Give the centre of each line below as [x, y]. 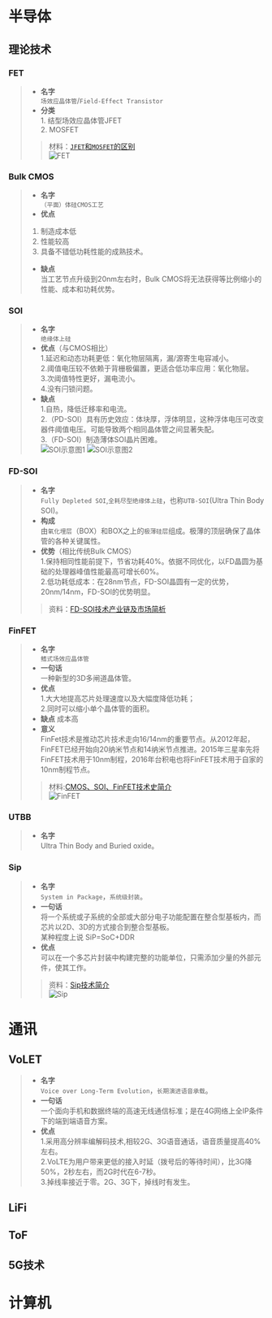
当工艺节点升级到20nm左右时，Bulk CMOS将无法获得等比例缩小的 [151, 279]
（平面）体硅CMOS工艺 [72, 205]
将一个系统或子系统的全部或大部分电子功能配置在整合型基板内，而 [151, 917]
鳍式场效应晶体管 [65, 659]
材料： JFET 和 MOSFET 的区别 [92, 146]
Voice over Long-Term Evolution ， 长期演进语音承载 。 [126, 1090]
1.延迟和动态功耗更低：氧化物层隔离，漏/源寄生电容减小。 [137, 358]
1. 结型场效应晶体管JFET [81, 120]
